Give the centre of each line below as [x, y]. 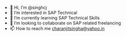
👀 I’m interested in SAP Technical [43, 13]
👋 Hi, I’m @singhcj [28, 8]
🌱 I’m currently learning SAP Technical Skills [55, 18]
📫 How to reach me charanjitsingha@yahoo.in [57, 28]
